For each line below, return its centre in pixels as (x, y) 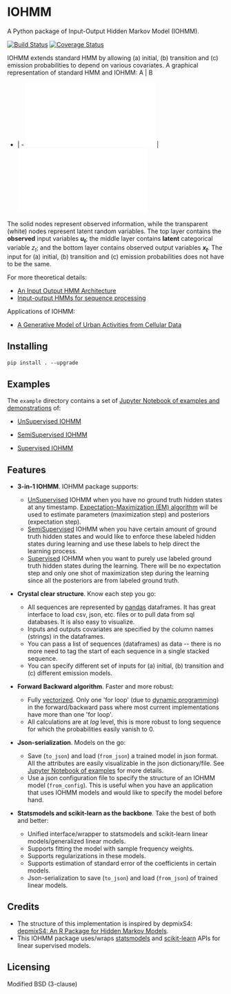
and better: (33, 820)
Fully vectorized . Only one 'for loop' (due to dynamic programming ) (123, 699)
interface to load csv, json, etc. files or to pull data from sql (111, 614)
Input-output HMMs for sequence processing (81, 298)
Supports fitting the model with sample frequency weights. (111, 848)
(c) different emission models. (70, 673)
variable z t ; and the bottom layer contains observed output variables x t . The (115, 248)
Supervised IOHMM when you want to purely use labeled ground (119, 558)
